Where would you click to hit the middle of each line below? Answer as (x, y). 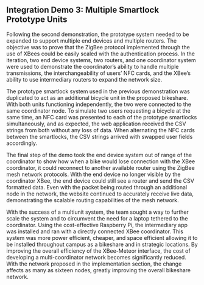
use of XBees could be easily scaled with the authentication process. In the (101, 54)
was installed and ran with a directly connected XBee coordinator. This (95, 231)
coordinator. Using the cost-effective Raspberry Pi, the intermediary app (97, 225)
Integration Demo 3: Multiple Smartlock (83, 10)
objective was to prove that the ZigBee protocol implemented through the (98, 47)
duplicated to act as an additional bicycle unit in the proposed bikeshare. (97, 97)
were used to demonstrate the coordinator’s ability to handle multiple (93, 66)
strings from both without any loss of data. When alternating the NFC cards (100, 130)
